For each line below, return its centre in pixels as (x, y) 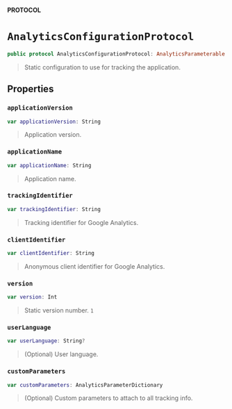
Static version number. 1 (59, 310)
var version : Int (32, 297)
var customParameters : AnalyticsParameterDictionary (85, 385)
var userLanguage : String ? (46, 341)
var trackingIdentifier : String (54, 209)
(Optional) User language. (61, 354)
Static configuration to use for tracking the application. (102, 67)
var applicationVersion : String (54, 122)
